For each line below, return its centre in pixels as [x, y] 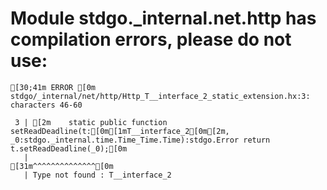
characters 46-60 [46, 105]
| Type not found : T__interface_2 [97, 175]
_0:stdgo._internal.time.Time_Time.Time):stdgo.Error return [140, 140]
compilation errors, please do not [151, 39]
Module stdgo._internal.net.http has [163, 18]
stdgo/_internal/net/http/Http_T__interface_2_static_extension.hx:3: [160, 96]
